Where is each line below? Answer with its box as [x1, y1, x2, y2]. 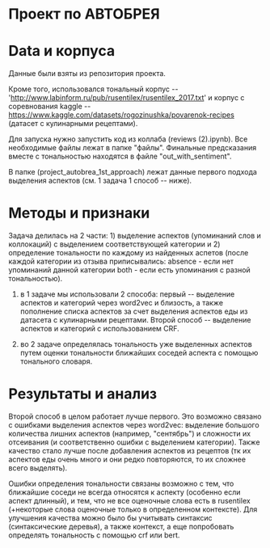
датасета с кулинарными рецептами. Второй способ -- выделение [19, 315, 251, 325]
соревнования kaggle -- [8, 102, 91, 112]
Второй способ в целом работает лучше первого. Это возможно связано [8, 411, 262, 421]
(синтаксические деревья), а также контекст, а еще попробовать [8, 522, 234, 531]
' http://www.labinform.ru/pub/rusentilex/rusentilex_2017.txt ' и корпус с [8, 93, 245, 103]
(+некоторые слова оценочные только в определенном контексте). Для [8, 504, 258, 514]
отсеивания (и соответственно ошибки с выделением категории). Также [8, 437, 260, 447]
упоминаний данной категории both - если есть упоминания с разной [8, 265, 251, 275]
